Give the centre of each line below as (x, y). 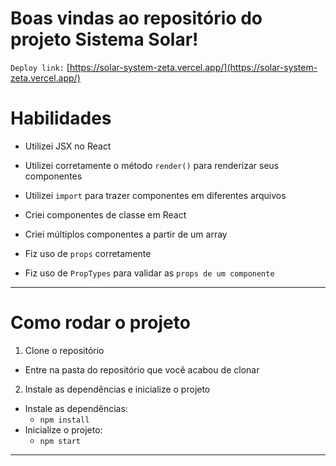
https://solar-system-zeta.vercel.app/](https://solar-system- (193, 67)
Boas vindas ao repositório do (136, 18)
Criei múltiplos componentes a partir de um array (126, 234)
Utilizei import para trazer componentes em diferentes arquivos (155, 195)
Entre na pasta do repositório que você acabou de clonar (142, 369)
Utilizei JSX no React (68, 146)
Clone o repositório (64, 350)
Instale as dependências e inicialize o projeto (117, 389)
